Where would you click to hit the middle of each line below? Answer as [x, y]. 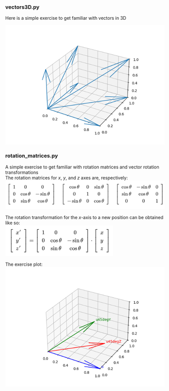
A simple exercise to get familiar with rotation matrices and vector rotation [82, 167]
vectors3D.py [22, 7]
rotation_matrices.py [32, 156]
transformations [22, 172]
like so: [13, 223]
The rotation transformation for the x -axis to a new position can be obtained [84, 218]
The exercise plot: [24, 264]
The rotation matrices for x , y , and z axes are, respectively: [67, 177]
